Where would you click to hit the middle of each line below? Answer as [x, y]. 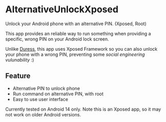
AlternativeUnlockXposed [62, 9]
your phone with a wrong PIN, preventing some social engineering [75, 54]
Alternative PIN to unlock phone [46, 88]
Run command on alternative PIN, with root [58, 94]
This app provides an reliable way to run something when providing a [78, 33]
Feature [18, 76]
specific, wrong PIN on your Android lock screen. [57, 39]
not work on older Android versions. [43, 114]
